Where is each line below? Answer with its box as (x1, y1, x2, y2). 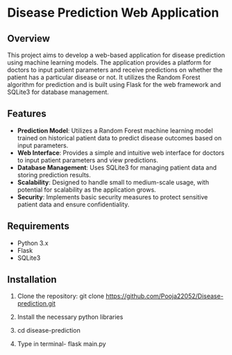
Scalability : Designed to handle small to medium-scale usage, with (17, 178, 210, 186)
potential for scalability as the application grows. (17, 185, 156, 194)
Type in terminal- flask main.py (17, 340, 106, 348)
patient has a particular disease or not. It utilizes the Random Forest (7, 73, 201, 81)
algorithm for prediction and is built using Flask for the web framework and (7, 81, 221, 88)
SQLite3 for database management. (7, 88, 109, 96)
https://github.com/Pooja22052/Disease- (105, 292, 224, 300)
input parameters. (17, 141, 69, 149)
